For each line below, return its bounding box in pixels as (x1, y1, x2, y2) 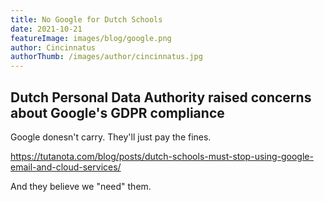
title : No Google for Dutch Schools (10, 14, 163, 25)
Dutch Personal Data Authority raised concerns (10, 89, 312, 106)
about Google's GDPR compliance (10, 104, 225, 121)
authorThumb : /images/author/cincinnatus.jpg (10, 52, 203, 62)
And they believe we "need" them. (10, 180, 152, 192)
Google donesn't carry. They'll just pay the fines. (10, 131, 212, 143)
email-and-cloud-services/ (10, 161, 122, 173)
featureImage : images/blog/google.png (10, 33, 172, 43)
